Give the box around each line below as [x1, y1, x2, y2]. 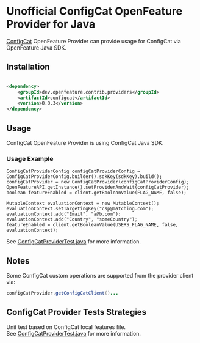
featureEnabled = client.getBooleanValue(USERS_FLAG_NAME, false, [6, 222, 179, 228]
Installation [6, 62, 50, 72]
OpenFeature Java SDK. [6, 44, 67, 51]
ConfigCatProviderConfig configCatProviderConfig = [6, 168, 140, 175]
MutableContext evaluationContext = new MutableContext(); [6, 201, 160, 207]
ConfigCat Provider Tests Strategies [6, 307, 147, 317]
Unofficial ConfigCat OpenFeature [6, 4, 183, 18]
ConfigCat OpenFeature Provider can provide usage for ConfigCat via [6, 37, 181, 45]
